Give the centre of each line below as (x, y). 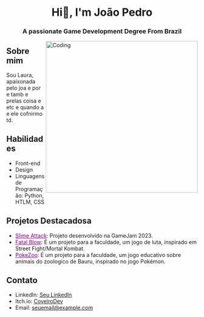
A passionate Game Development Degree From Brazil (102, 32)
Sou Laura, (20, 75)
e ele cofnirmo (25, 113)
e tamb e (17, 94)
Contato (22, 280)
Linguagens (30, 176)
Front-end (28, 163)
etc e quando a (25, 107)
